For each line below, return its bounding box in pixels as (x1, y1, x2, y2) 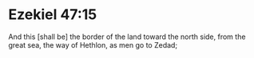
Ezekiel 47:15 (8, 6, 97, 24)
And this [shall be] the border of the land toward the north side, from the (8, 32, 246, 41)
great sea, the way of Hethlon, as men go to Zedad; (8, 40, 178, 49)
